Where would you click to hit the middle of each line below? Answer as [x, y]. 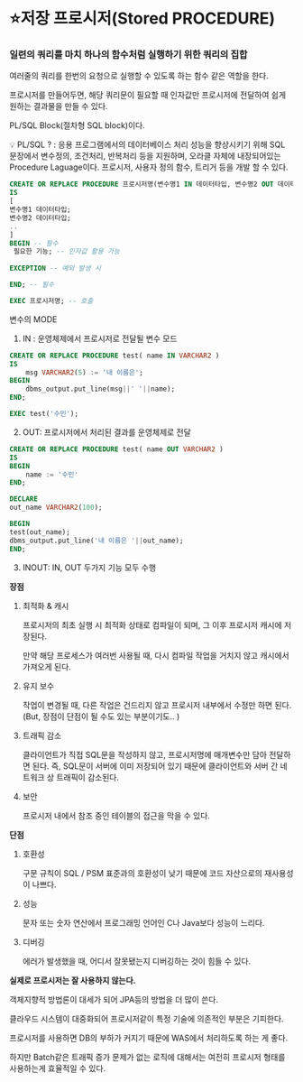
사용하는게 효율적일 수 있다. [58, 1068]
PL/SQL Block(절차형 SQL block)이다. [78, 125]
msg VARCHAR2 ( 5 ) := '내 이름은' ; [85, 372]
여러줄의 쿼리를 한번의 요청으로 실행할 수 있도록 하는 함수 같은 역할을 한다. [139, 76]
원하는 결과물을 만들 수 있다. [59, 106]
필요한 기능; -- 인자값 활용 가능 [66, 252]
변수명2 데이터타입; [40, 217]
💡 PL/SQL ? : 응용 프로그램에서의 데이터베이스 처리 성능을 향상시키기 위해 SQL [147, 144]
